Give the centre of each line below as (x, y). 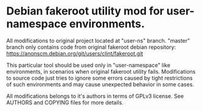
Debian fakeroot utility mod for (85, 11)
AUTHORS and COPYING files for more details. (65, 102)
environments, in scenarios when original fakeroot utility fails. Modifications (101, 71)
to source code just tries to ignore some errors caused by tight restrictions (99, 78)
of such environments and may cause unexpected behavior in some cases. (100, 84)
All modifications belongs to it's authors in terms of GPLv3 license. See (95, 96)
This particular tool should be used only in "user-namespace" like (88, 65)
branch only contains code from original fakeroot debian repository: (91, 47)
